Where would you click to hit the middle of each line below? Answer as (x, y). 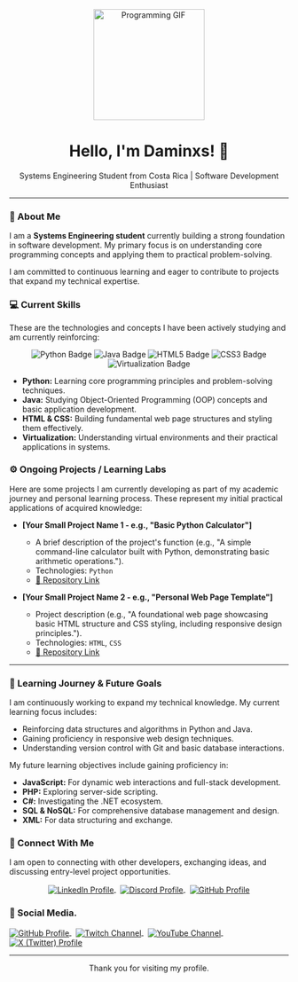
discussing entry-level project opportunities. (90, 872)
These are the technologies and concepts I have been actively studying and (148, 327)
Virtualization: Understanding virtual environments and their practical (149, 437)
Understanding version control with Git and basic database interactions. (153, 748)
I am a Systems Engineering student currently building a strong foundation (147, 236)
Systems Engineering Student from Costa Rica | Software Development (149, 176)
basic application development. (79, 409)
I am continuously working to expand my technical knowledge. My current (145, 703)
